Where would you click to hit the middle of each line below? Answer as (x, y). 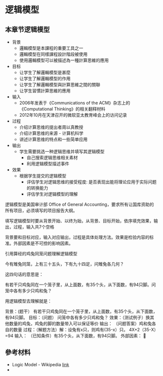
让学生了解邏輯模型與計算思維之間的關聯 (60, 85)
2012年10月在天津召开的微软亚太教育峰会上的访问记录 (73, 115)
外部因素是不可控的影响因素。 (43, 243)
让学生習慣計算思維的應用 (45, 91)
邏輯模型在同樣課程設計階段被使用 (53, 54)
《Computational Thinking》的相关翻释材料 (62, 109)
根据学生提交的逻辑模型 (43, 176)
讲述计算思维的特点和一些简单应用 (53, 139)
